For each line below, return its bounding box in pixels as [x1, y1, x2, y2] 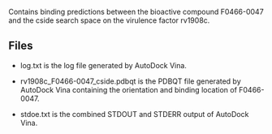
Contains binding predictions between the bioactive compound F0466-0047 [8, 7, 264, 16]
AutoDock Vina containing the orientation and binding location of [19, 84, 238, 94]
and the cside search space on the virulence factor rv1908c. [8, 15, 210, 25]
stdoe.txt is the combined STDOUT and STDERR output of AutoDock [19, 109, 249, 119]
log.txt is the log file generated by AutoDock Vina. [19, 60, 187, 70]
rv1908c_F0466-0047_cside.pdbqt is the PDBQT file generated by [19, 76, 241, 86]
